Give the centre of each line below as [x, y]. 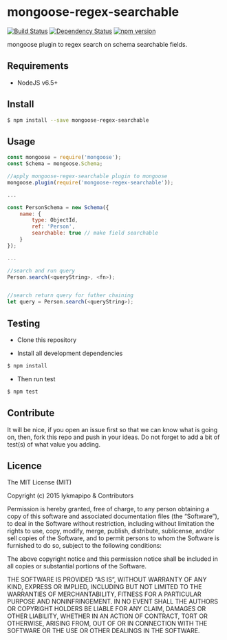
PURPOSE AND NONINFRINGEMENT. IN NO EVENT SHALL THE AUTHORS [113, 601]
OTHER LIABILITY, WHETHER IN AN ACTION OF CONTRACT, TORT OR [107, 616]
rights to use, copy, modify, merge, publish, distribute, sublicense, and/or [111, 531]
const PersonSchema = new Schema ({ [58, 207]
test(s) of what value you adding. [54, 444]
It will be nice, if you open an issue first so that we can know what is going [112, 429]
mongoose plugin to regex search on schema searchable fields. [97, 44]
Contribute [31, 413]
